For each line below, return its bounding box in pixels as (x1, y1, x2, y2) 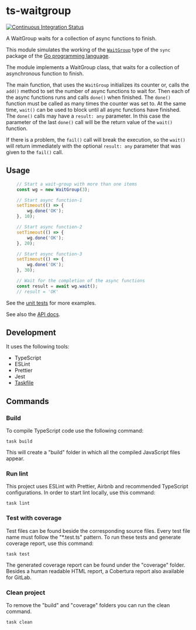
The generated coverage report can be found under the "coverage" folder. (6, 561, 185, 569)
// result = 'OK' (16, 289, 59, 295)
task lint (6, 501, 30, 506)
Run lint (6, 470, 29, 478)
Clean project (6, 588, 46, 597)
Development (6, 328, 57, 338)
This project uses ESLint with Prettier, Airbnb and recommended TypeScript (6, 483, 188, 490)
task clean (6, 619, 33, 625)
